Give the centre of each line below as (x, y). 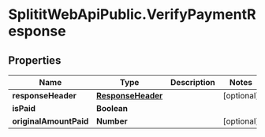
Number (112, 121)
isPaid (24, 108)
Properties (35, 60)
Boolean (112, 108)
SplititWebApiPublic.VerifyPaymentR (132, 15)
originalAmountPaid (50, 121)
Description (193, 82)
